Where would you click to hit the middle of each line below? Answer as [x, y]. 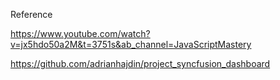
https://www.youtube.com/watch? [80, 33]
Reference [31, 14]
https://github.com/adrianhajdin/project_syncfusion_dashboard [140, 63]
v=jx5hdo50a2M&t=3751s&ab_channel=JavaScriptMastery [131, 44]
